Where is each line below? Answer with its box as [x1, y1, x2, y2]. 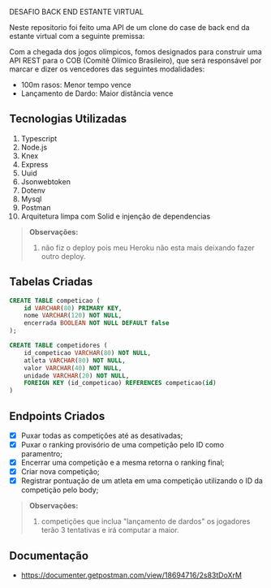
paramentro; [20, 449, 63, 459]
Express [20, 159, 49, 169]
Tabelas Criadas [9, 275, 93, 289]
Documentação [9, 548, 88, 563]
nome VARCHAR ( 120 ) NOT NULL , [24, 312, 123, 320]
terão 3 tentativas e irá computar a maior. [41, 525, 179, 535]
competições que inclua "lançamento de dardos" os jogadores [41, 517, 251, 526]
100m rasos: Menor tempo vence [20, 80, 132, 89]
